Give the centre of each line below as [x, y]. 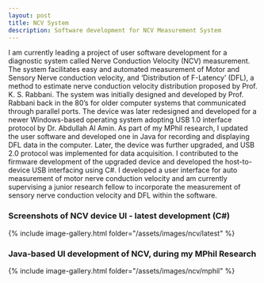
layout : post [30, 15]
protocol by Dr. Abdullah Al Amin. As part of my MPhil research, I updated [128, 128]
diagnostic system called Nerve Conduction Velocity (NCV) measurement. [129, 61]
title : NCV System [38, 23]
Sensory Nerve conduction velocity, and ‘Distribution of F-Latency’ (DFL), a [131, 78]
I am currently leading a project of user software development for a [118, 53]
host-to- [238, 162]
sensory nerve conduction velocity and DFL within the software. [113, 195]
